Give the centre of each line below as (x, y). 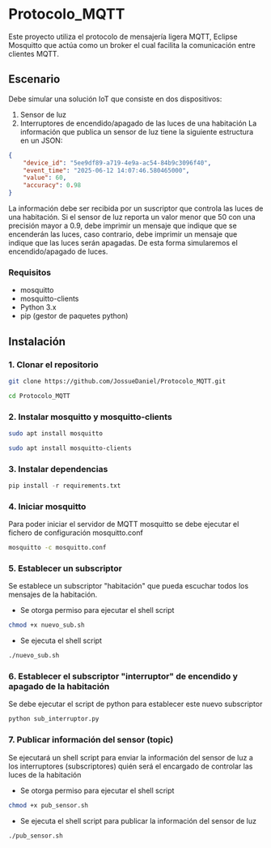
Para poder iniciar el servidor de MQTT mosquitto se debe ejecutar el (124, 525)
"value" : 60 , (45, 178)
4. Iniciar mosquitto (47, 506)
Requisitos (30, 272)
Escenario (34, 79)
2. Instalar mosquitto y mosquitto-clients (90, 417)
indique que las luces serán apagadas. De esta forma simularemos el (123, 243)
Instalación (37, 341)
